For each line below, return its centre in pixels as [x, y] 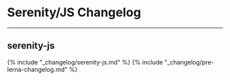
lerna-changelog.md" [37, 69]
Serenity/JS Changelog [74, 13]
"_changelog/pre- [189, 62]
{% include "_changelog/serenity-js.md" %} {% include [85, 62]
